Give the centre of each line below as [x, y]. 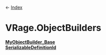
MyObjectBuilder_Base [30, 42]
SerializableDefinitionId [31, 47]
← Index [14, 7]
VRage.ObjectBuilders [53, 28]
